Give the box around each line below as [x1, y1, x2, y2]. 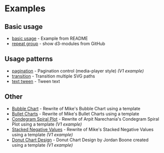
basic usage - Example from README [11, 35, 88, 41]
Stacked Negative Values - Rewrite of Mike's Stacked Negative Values [11, 126, 154, 132]
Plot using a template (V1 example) [11, 121, 82, 127]
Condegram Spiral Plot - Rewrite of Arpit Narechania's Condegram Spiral [11, 116, 159, 122]
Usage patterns [4, 55, 53, 63]
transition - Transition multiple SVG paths [11, 73, 95, 79]
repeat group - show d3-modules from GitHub [11, 41, 106, 47]
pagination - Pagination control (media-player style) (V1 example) [11, 68, 144, 74]
